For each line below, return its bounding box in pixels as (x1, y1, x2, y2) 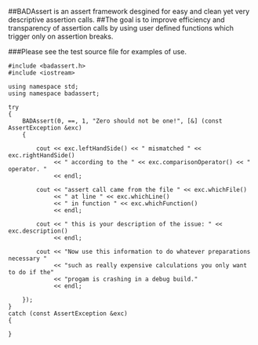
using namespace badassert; (8, 90, 100, 97)
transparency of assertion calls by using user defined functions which (8, 24, 234, 32)
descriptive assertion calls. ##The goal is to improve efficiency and (8, 15, 225, 24)
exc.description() (8, 227, 68, 235)
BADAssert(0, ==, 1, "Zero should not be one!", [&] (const (22, 117, 223, 125)
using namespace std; (8, 83, 79, 90)
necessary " (8, 255, 47, 262)
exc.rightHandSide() (8, 152, 76, 160)
